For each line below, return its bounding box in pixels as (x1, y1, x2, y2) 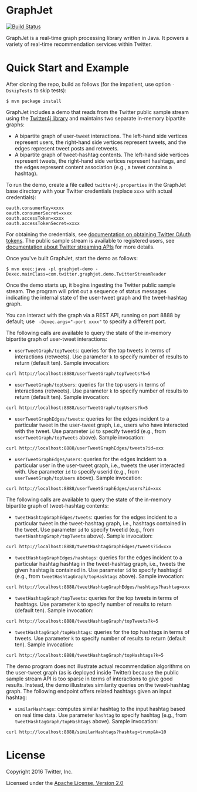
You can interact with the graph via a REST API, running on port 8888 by (6, 311, 181, 318)
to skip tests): (33, 86, 67, 94)
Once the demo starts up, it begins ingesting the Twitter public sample (6, 281, 176, 288)
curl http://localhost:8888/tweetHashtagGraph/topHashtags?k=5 (6, 652, 164, 658)
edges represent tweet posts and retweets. (14, 145, 119, 152)
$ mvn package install (6, 98, 62, 104)
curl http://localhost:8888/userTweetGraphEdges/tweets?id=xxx (6, 445, 164, 451)
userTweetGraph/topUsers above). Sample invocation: (14, 474, 142, 481)
